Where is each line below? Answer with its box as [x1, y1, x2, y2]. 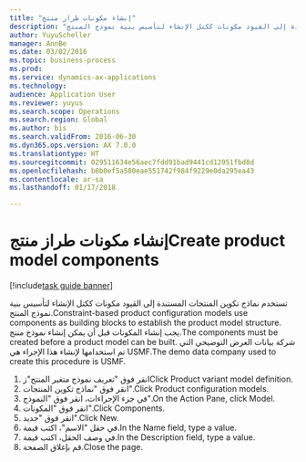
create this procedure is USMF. [9, 356, 127, 367]
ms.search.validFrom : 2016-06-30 [9, 132, 137, 142]
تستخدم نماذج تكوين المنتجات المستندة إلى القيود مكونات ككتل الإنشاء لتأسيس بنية [9, 298, 289, 309]
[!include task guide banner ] [9, 280, 114, 291]
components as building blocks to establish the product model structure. [9, 317, 282, 329]
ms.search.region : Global [9, 115, 107, 124]
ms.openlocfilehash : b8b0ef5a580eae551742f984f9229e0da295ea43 [9, 166, 255, 175]
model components [9, 250, 159, 270]
